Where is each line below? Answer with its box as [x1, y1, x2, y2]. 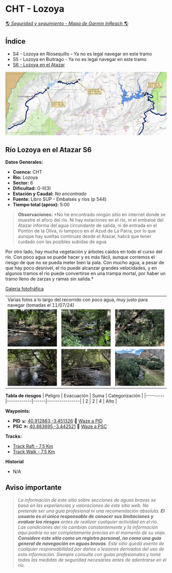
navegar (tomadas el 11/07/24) [7, 302, 75, 308]
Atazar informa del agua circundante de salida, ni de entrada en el [17, 222, 157, 228]
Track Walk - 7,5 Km [12, 449, 55, 455]
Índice [5, 37, 26, 46]
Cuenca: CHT [12, 169, 42, 175]
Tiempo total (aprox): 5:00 [12, 202, 70, 208]
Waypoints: [5, 408, 31, 414]
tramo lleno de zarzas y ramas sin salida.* [5, 276, 94, 282]
